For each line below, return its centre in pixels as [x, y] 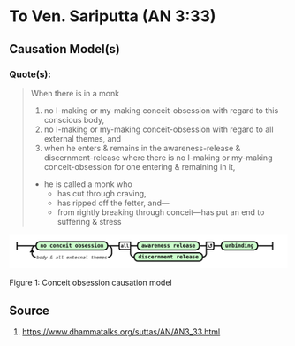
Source [30, 310]
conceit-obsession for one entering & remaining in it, [140, 166]
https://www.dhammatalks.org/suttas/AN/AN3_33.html [121, 332]
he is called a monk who [88, 184]
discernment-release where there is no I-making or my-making [158, 158]
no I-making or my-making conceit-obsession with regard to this [161, 110]
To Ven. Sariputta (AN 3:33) [113, 16]
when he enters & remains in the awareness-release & [142, 148]
